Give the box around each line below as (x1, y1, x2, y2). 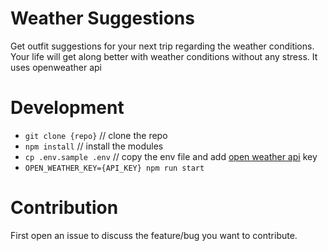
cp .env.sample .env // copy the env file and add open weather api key (24, 150, 318, 162)
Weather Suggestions (10, 7, 195, 30)
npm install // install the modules (24, 140, 164, 152)
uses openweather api (10, 61, 102, 73)
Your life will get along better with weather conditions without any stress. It (10, 50, 318, 62)
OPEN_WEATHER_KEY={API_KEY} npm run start (24, 163, 205, 173)
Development (10, 97, 125, 119)
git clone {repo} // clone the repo (24, 129, 168, 141)
